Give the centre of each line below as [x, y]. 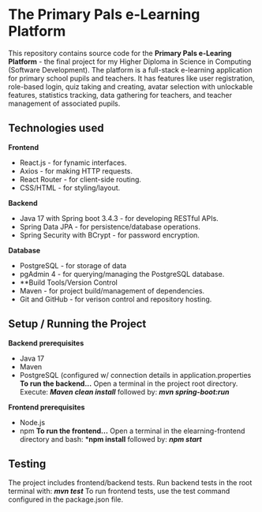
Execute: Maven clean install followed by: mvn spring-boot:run [124, 391]
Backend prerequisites [46, 343]
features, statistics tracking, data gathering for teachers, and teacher [120, 95]
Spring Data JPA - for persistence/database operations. [110, 226]
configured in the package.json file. [66, 499]
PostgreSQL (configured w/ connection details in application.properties [135, 375]
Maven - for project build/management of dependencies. [112, 290]
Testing [27, 463]
